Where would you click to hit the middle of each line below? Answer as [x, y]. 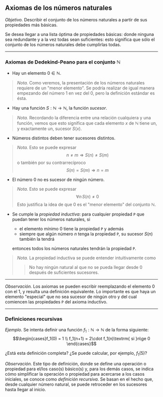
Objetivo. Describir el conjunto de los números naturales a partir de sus [76, 19]
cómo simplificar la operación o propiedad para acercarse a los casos [75, 374]
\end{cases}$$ [81, 344]
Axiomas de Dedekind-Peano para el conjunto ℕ [63, 62]
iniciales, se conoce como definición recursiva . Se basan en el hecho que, [79, 379]
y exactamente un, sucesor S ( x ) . [49, 129]
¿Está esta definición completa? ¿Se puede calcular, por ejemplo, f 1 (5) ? [76, 354]
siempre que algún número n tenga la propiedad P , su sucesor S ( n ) [86, 234]
